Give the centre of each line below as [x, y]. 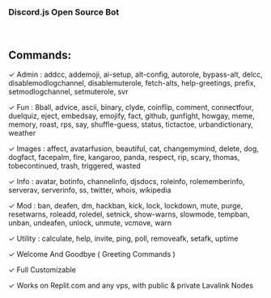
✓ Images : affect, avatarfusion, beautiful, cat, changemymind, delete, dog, [133, 149]
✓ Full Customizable [42, 270]
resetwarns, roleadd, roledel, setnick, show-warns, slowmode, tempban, [129, 214]
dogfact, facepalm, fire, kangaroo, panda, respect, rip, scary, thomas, [124, 157]
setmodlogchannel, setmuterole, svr [68, 92]
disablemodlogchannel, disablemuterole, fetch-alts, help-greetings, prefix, [132, 83]
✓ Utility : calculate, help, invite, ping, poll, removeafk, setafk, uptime [123, 239]
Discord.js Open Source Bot [64, 12]
